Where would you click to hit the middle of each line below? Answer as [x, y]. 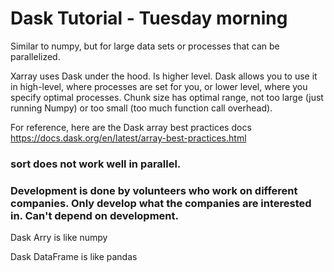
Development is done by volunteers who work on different [154, 190]
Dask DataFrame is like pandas [74, 257]
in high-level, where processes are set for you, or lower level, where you [159, 86]
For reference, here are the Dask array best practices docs [131, 127]
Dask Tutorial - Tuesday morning [149, 18]
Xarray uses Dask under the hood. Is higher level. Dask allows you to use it [164, 76]
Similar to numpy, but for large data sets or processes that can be [145, 46]
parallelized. [35, 56]
